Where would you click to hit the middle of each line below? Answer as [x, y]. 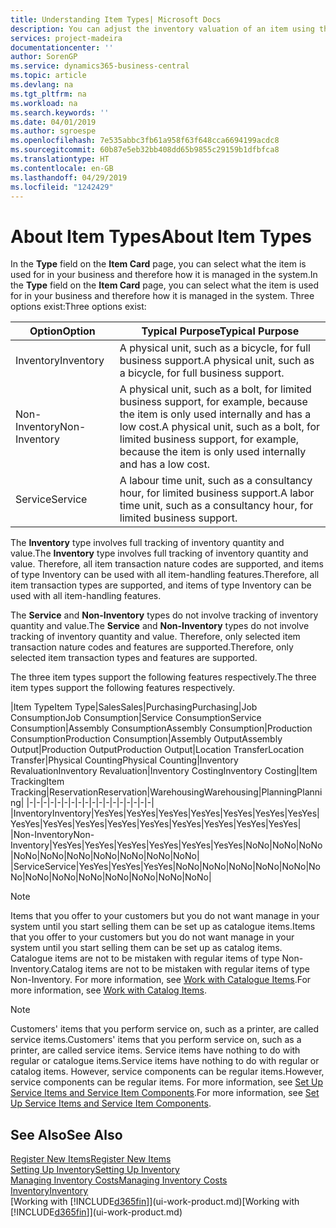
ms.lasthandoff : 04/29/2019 [69, 177]
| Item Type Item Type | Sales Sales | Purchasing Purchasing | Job [134, 707]
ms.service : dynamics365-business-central [100, 66]
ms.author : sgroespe [53, 131]
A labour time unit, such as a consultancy [216, 481]
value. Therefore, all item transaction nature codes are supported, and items [167, 564]
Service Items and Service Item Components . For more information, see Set [165, 1093]
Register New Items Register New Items [91, 1159]
